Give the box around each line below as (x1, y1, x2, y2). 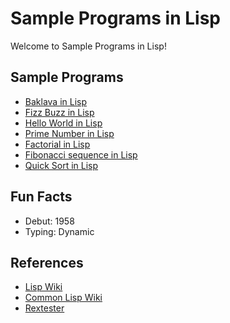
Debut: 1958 (24, 215, 75, 227)
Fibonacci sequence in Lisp (24, 148, 138, 161)
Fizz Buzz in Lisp (24, 106, 95, 118)
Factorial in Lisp (24, 138, 91, 150)
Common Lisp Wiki (24, 292, 103, 304)
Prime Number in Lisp (24, 127, 115, 139)
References (10, 254, 84, 271)
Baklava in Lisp (24, 95, 88, 107)
